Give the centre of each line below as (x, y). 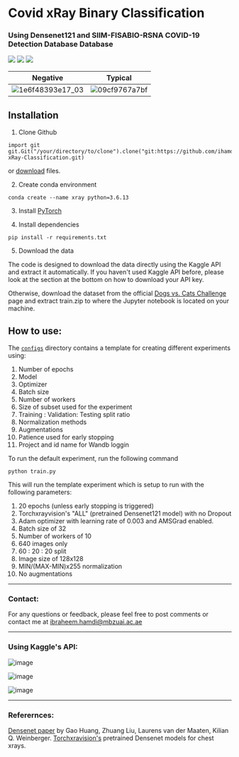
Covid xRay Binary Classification (106, 13)
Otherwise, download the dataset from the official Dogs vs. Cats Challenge (117, 293)
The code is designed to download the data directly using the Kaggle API (115, 265)
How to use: (35, 331)
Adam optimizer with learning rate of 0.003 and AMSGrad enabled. (116, 521)
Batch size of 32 (42, 529)
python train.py (32, 472)
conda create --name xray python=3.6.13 (69, 198)
